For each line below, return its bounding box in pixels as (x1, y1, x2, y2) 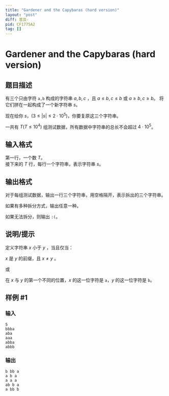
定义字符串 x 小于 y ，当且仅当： (5, 244, 74, 251)
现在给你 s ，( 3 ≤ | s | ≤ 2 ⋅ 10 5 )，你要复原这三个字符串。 (5, 112, 121, 119)
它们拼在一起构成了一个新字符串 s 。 (5, 102, 80, 108)
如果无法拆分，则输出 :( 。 (5, 214, 61, 220)
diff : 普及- (5, 17, 29, 22)
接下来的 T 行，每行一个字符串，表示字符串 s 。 (5, 161, 104, 167)
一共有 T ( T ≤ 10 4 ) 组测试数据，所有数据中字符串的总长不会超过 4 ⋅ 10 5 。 (5, 123, 156, 130)
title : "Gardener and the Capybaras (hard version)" (5, 7, 120, 13)
